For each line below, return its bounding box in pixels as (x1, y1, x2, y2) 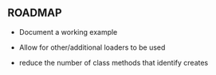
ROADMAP (7, 6, 62, 20)
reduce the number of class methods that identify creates (18, 58, 209, 67)
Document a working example (18, 27, 118, 36)
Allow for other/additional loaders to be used (18, 43, 166, 52)
